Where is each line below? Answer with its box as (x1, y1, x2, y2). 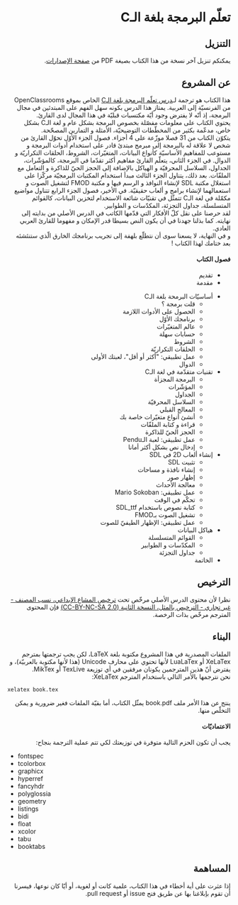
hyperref (17, 774, 44, 782)
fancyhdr (17, 782, 45, 790)
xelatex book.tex (7, 686, 59, 693)
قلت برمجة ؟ (161, 300, 195, 309)
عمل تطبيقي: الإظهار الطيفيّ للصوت (100, 518, 195, 527)
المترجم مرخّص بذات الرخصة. (152, 610, 231, 618)
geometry (17, 796, 47, 805)
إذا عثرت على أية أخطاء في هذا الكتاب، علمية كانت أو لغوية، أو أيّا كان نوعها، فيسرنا (13, 882, 231, 890)
